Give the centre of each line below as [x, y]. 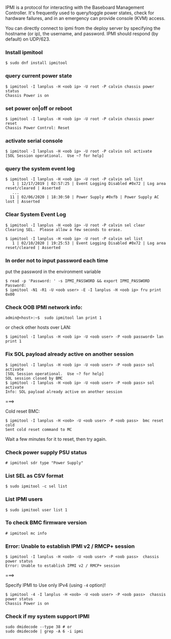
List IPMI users [24, 499]
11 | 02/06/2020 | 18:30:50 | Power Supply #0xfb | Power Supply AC [84, 197]
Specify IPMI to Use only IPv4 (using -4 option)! [56, 585]
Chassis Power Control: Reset [38, 128]
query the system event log [40, 169]
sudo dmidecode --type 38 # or [39, 627]
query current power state [39, 76]
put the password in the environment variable [53, 272]
